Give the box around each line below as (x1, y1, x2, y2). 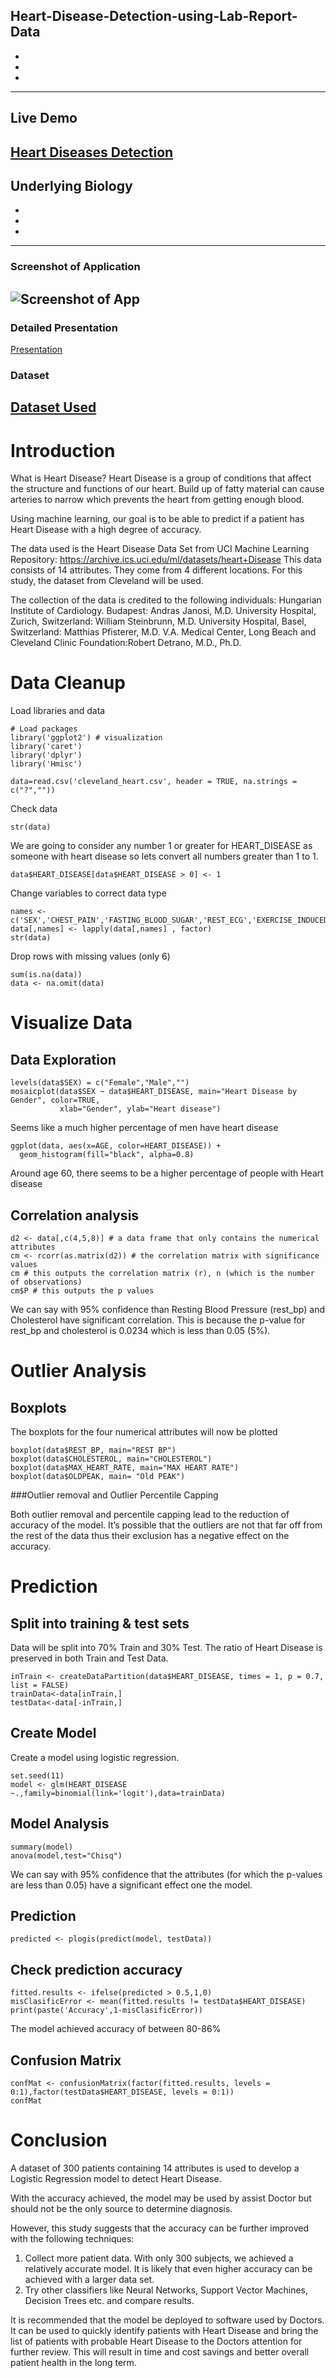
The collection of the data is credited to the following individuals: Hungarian (10, 594, 322, 606)
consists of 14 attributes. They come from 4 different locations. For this (10, 564, 303, 576)
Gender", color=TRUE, (10, 1095, 101, 1106)
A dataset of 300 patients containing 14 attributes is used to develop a (10, 2162, 300, 2174)
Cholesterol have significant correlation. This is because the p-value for (10, 1314, 306, 1326)
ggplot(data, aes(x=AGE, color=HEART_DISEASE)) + (10, 1141, 222, 1151)
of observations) (10, 1277, 83, 1288)
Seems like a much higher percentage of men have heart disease (10, 1122, 279, 1134)
